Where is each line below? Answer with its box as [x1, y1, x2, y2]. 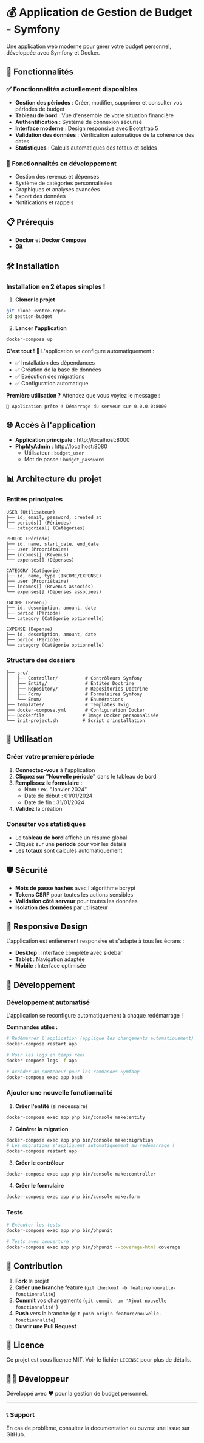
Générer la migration [15, 1125, 69, 1132]
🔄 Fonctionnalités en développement [6, 159, 117, 168]
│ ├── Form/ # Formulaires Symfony [6, 691, 143, 697]
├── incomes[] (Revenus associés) [6, 584, 94, 590]
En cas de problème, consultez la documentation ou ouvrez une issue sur [6, 1424, 190, 1432]
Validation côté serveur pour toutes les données [15, 897, 138, 904]
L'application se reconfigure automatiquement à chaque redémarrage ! [6, 1012, 183, 1019]
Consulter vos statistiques [6, 820, 86, 828]
